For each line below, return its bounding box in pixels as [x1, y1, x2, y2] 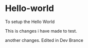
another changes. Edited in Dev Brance [5, 37, 84, 43]
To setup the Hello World [5, 19, 55, 24]
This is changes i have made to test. [5, 28, 77, 34]
